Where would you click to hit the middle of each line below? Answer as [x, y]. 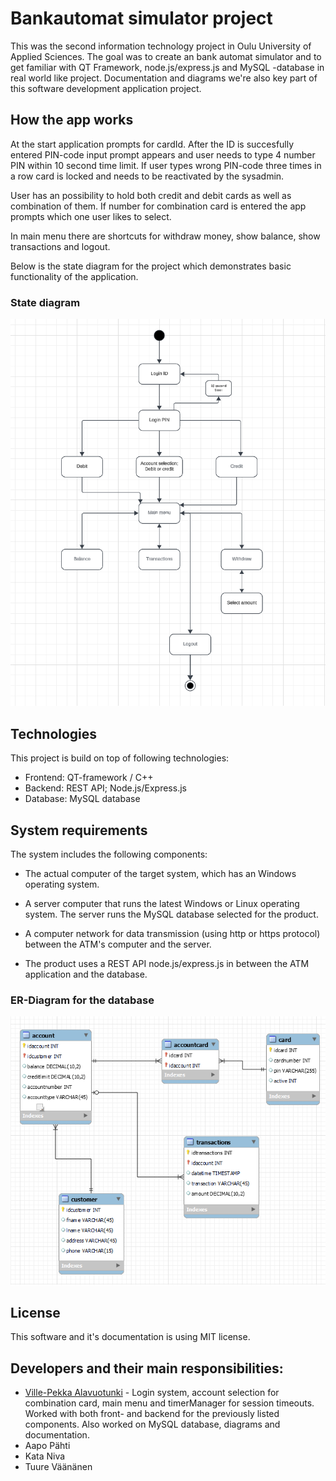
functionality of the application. [74, 276]
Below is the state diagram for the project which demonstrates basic [151, 266]
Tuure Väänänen [58, 1467]
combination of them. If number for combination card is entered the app [158, 206]
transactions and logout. [60, 246]
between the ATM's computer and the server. [118, 944]
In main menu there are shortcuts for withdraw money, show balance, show [165, 236]
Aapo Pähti [47, 1446]
